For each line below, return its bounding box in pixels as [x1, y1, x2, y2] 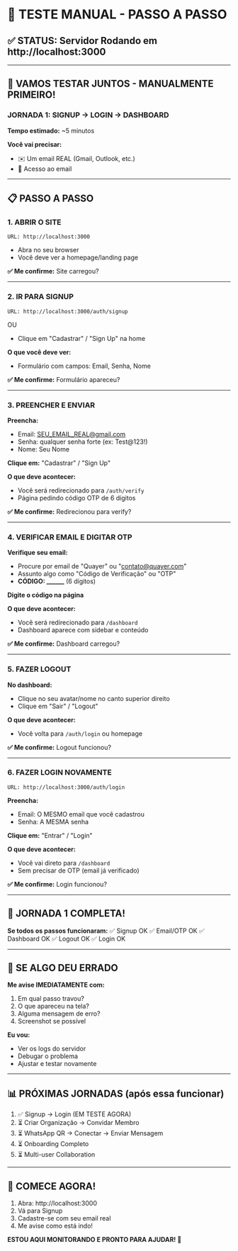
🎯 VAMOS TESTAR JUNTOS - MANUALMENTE [7, 78, 214, 90]
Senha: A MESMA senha [17, 817, 89, 826]
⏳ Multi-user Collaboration [17, 1150, 96, 1159]
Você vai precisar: [7, 140, 62, 148]
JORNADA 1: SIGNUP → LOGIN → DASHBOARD [7, 110, 169, 120]
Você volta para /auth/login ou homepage [17, 729, 143, 738]
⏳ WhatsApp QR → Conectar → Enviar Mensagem [17, 1129, 164, 1138]
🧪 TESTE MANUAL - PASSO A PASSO [7, 6, 227, 23]
